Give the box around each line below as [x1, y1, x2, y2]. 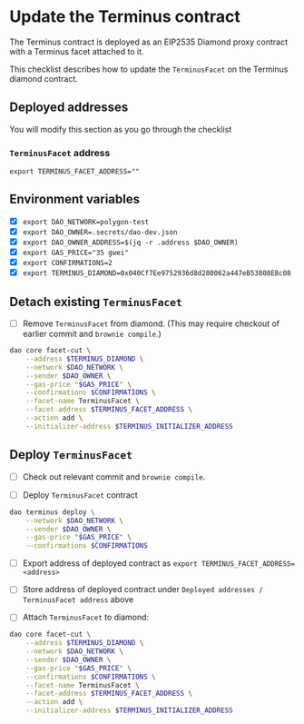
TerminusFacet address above [22, 594, 134, 605]
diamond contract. [9, 73, 79, 84]
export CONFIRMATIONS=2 [22, 259, 113, 268]
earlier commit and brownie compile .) [22, 329, 162, 340]
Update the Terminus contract [9, 6, 240, 27]
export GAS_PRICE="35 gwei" [22, 248, 129, 258]
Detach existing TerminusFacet [9, 293, 183, 310]
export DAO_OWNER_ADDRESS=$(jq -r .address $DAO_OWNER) [22, 238, 239, 247]
